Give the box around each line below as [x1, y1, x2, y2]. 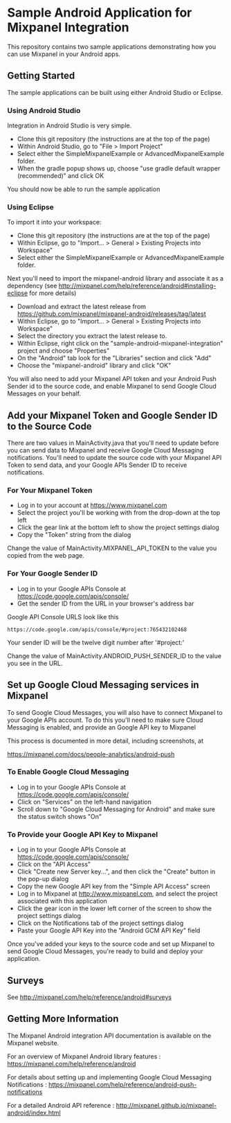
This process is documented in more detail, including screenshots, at [7, 736, 204, 745]
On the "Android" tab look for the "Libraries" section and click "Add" [17, 354, 212, 362]
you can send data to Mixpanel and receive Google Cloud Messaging [7, 446, 204, 454]
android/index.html [7, 1108, 61, 1117]
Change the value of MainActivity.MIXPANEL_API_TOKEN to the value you [7, 544, 217, 552]
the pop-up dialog [17, 875, 69, 883]
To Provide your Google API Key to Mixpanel [7, 829, 158, 839]
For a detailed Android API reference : [7, 1101, 115, 1109]
